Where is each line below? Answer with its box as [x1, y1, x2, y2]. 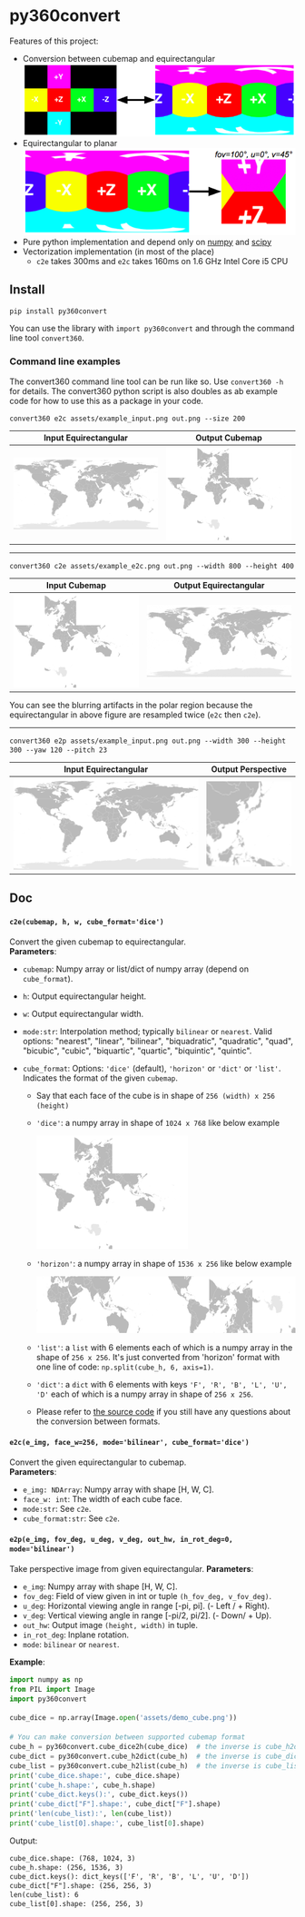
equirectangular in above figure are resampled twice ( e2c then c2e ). [9, 709, 261, 720]
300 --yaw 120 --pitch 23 [9, 746, 107, 755]
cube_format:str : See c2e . [22, 1513, 120, 1524]
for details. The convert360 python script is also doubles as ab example [9, 385, 279, 396]
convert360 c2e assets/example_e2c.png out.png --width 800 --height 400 [9, 561, 295, 570]
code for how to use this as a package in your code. [9, 395, 204, 406]
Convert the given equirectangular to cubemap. [9, 1457, 187, 1467]
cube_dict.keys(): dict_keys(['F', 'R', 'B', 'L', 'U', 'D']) [9, 1872, 250, 1881]
